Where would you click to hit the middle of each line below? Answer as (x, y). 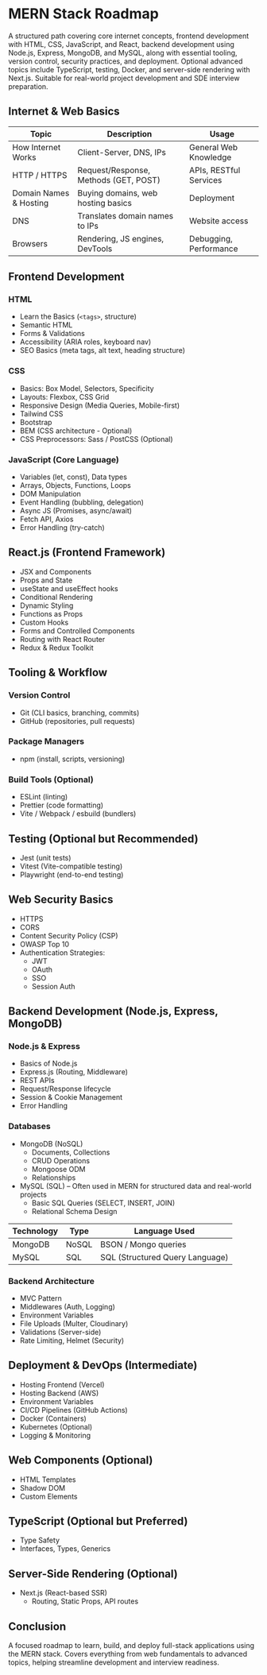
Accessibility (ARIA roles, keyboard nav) (85, 342)
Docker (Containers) (53, 1418)
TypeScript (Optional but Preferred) (98, 1521)
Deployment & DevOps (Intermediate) (103, 1366)
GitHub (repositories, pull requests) (77, 721)
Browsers (30, 243)
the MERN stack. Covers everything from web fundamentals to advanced (128, 1654)
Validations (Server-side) (60, 1333)
